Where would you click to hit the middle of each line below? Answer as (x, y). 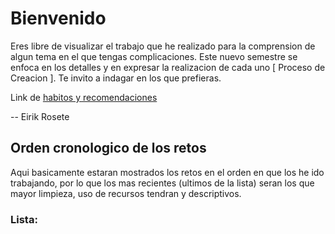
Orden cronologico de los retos (108, 148)
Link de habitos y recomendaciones (84, 97)
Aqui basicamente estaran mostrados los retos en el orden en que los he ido (167, 172)
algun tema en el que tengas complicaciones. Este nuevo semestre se (154, 56)
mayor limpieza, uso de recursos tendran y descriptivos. (126, 193)
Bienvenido (58, 18)
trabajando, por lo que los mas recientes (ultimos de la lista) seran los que (162, 183)
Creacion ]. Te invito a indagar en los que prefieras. (116, 78)
